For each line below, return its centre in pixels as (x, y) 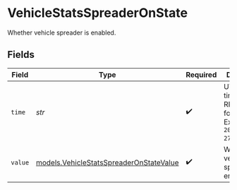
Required (201, 74)
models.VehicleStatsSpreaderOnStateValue (107, 162)
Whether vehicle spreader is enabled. (62, 32)
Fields (21, 55)
